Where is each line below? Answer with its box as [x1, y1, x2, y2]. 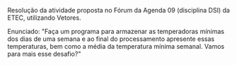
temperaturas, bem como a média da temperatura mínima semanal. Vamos [7, 42, 225, 50]
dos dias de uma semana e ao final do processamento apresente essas [7, 35, 214, 43]
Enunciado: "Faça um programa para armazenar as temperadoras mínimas [7, 28, 225, 35]
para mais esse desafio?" [7, 49, 81, 58]
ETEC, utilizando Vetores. [7, 13, 81, 22]
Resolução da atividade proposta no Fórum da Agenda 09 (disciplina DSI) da [7, 6, 230, 14]
